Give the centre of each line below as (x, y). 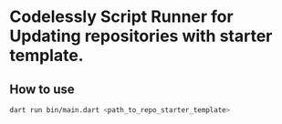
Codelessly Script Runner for (122, 17)
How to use (42, 89)
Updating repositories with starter (141, 36)
